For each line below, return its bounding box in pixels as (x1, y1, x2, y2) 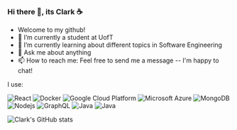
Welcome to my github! (17, 26, 86, 34)
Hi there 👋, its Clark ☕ (7, 6, 83, 16)
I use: (7, 80, 23, 89)
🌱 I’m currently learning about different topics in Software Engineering (17, 40, 222, 49)
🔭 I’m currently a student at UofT (17, 33, 114, 42)
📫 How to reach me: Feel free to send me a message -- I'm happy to (17, 56, 219, 65)
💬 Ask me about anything (17, 48, 92, 57)
